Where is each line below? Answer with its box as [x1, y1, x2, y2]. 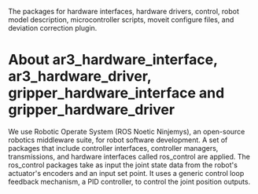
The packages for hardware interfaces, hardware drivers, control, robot [8, 7, 240, 16]
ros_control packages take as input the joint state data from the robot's [8, 160, 238, 170]
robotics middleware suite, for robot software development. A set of [8, 135, 228, 145]
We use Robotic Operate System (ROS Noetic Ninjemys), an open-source [8, 126, 245, 136]
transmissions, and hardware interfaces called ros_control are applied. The [8, 152, 250, 161]
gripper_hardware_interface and [8, 84, 225, 102]
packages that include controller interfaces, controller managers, [8, 143, 219, 152]
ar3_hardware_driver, [8, 68, 152, 86]
